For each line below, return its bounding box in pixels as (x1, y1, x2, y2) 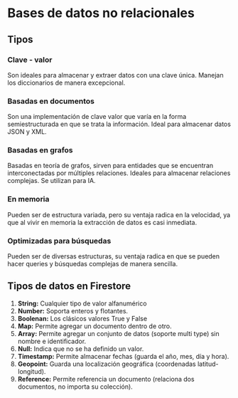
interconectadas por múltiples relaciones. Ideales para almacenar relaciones (7, 169, 231, 177)
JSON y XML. (7, 127, 48, 136)
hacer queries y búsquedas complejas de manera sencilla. (7, 260, 178, 268)
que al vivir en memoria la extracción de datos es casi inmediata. (7, 218, 198, 226)
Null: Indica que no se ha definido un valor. (17, 344, 144, 353)
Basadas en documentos (7, 96, 94, 106)
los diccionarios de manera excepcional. (7, 78, 126, 87)
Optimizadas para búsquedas (7, 236, 112, 246)
